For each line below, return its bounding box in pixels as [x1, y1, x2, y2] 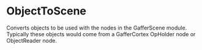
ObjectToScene [6, 4, 87, 18]
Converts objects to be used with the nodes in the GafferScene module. [6, 24, 187, 31]
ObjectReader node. [6, 37, 57, 44]
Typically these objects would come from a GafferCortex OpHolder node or [6, 30, 196, 37]
